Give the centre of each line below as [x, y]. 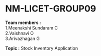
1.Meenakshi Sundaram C [32, 27]
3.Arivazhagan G [23, 38]
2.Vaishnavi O [20, 33]
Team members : [23, 22]
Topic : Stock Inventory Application [42, 48]
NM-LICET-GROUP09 [51, 9]
